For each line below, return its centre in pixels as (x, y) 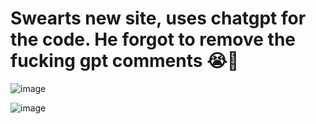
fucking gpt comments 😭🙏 (125, 61)
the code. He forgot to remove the (153, 39)
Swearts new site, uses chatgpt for (158, 18)
